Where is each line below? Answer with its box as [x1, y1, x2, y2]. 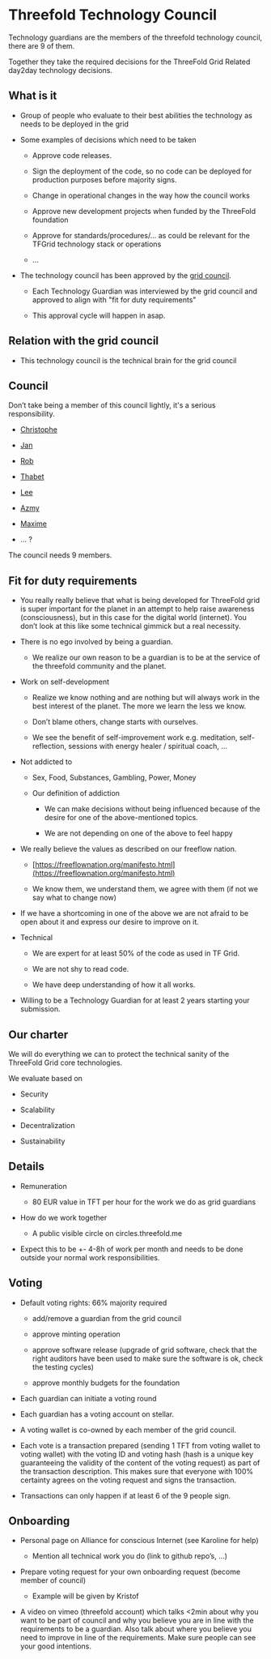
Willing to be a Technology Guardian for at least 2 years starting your [19, 995, 250, 1006]
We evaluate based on [8, 1074, 83, 1083]
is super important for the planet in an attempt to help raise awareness [19, 604, 255, 614]
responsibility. [8, 409, 55, 419]
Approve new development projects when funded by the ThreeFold [32, 206, 256, 216]
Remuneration [19, 1181, 67, 1191]
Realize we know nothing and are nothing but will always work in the [32, 693, 260, 703]
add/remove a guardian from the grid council [32, 1313, 182, 1323]
